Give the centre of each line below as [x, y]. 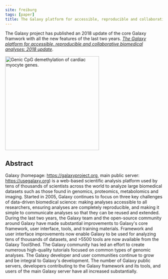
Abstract [19, 163]
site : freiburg [21, 10]
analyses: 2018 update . [29, 49]
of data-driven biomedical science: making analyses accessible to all [76, 202]
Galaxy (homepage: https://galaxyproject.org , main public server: [72, 175]
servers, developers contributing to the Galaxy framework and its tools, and [83, 266]
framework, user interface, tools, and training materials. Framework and [79, 229]
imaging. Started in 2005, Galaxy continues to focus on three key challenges [84, 197]
